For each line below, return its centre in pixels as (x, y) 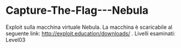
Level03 (16, 40)
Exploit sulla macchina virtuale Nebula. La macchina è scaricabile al (89, 27)
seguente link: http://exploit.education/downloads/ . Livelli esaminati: (90, 33)
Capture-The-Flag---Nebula (77, 10)
